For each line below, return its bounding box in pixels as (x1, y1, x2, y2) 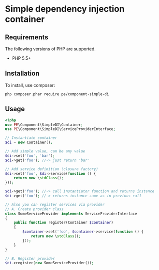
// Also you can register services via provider (5, 202, 105, 207)
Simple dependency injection (5, 3, 125, 15)
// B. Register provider (5, 256, 55, 261)
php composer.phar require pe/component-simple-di (5, 91, 109, 97)
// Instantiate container (5, 135, 57, 140)
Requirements (5, 33, 48, 41)
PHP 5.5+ (12, 55, 31, 61)
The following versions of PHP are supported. (5, 46, 96, 51)
